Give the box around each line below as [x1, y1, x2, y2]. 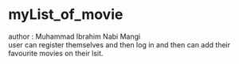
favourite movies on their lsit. [8, 48, 104, 58]
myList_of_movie [8, 6, 123, 24]
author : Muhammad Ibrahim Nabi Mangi [8, 32, 141, 41]
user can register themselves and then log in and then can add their [8, 40, 231, 49]
